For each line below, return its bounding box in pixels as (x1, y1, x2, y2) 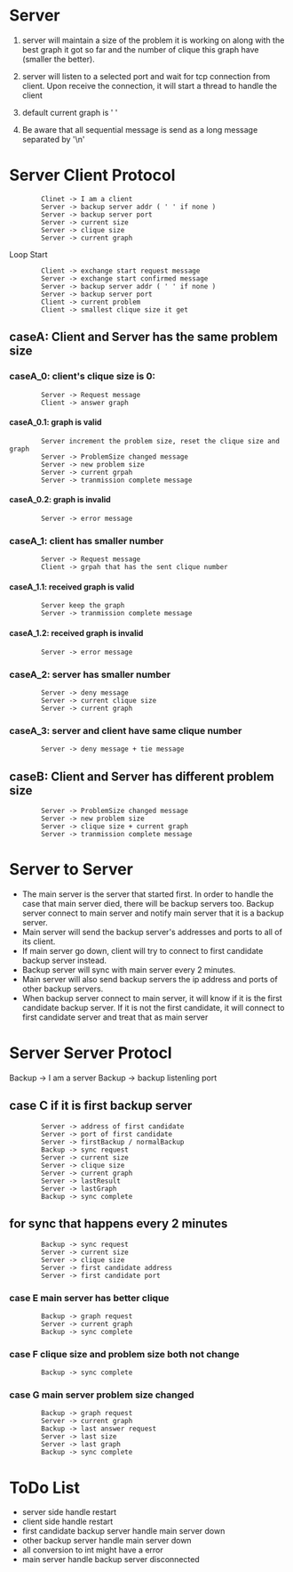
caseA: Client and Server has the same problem (9, 330, 278, 345)
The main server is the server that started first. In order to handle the (21, 889, 273, 900)
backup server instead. (21, 955, 107, 966)
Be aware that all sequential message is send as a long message (21, 124, 258, 134)
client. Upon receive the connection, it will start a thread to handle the (21, 80, 278, 91)
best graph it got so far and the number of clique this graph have (21, 44, 259, 54)
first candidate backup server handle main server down (21, 1526, 226, 1536)
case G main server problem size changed (9, 1389, 194, 1401)
